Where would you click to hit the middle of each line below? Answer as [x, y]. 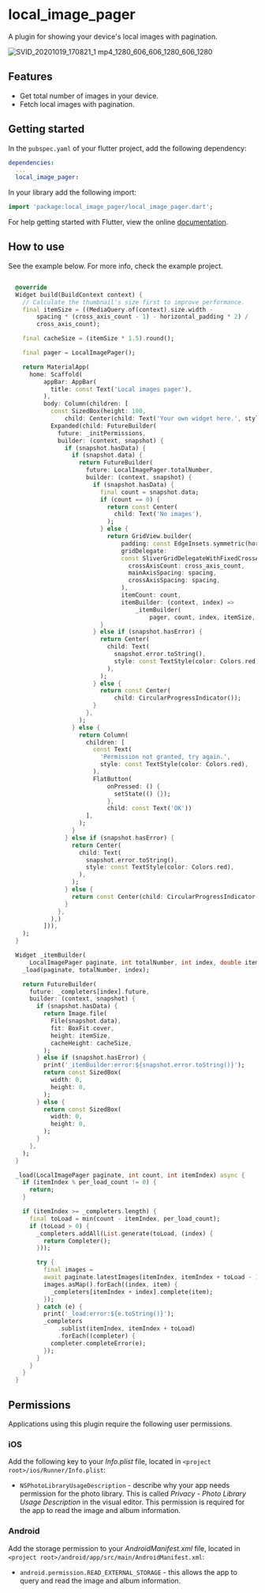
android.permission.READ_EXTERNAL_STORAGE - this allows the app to [129, 1572]
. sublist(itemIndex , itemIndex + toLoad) [127, 1329]
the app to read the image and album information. [100, 1511]
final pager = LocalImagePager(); [79, 353]
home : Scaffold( [56, 374]
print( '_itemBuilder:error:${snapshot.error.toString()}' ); [144, 1065]
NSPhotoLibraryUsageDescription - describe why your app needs [125, 1485]
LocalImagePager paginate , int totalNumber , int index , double [135, 962]
